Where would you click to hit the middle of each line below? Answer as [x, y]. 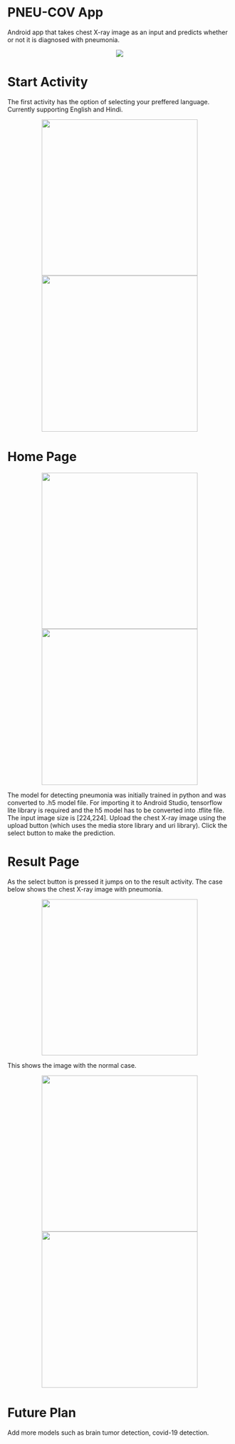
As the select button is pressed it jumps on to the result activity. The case [115, 882]
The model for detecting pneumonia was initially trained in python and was [117, 795]
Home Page [42, 457]
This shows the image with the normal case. [72, 1065]
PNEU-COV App [55, 12]
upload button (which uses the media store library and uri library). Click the [117, 825]
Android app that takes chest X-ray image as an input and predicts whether [117, 32]
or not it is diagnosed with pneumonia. [63, 39]
